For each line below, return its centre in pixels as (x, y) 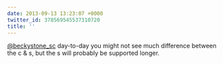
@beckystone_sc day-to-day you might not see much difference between (112, 46)
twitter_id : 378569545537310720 (54, 20)
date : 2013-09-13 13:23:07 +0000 (55, 13)
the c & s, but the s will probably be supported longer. (84, 53)
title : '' (21, 26)
